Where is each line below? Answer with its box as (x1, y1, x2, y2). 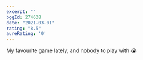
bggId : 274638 (6, 14, 42, 20)
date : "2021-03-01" (6, 20, 55, 26)
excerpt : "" (6, 8, 36, 15)
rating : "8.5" (6, 25, 42, 31)
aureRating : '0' (6, 31, 47, 37)
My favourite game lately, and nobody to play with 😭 (6, 47, 138, 54)
